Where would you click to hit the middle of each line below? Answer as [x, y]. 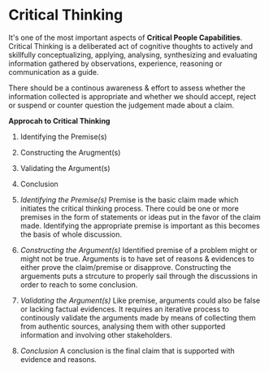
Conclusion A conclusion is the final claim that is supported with [128, 351]
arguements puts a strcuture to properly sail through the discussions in [139, 276]
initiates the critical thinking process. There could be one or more [130, 208]
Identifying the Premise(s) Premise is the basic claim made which [129, 199]
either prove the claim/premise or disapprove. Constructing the [126, 267]
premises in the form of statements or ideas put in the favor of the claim [141, 216]
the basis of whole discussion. [71, 234]
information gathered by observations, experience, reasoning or [115, 63]
